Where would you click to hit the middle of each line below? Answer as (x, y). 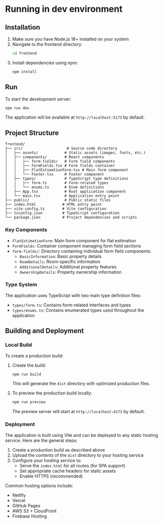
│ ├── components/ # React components (55, 157)
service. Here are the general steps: (41, 440)
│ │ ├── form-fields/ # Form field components (60, 162)
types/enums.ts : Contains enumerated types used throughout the (78, 310)
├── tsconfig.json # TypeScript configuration (62, 213)
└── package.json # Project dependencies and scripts (71, 218)
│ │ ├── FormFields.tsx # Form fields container (60, 166)
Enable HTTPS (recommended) (51, 476)
